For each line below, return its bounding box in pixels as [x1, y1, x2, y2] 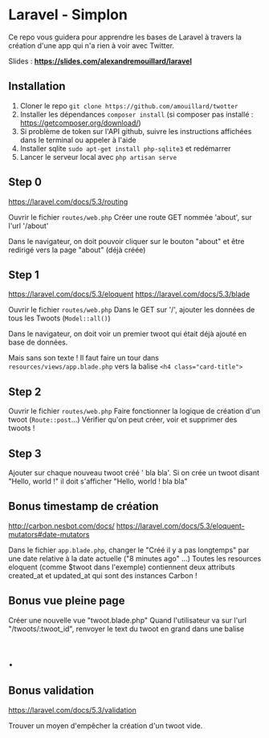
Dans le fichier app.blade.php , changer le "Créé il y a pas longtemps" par [8, 544, 250, 555]
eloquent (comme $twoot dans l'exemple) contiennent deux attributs [8, 562, 235, 572]
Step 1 [8, 267, 40, 282]
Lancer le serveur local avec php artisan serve [19, 152, 177, 161]
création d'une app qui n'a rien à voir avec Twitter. [8, 40, 175, 50]
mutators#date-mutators [8, 529, 90, 539]
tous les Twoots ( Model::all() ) [8, 313, 111, 323]
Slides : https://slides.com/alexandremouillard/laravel [8, 56, 193, 66]
